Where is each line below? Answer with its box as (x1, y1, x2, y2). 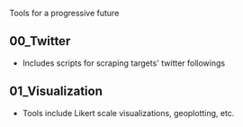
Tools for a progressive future (9, 8, 120, 18)
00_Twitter (9, 33, 71, 49)
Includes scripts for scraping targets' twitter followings (22, 58, 226, 68)
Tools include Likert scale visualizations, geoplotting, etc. (22, 107, 235, 118)
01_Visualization (9, 84, 103, 99)
